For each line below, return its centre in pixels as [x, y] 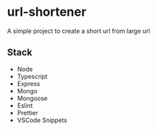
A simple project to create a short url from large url [79, 31]
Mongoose [32, 98]
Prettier [27, 112]
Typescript [32, 76]
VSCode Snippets [42, 120]
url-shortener [47, 12]
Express [28, 84]
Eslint [25, 105]
